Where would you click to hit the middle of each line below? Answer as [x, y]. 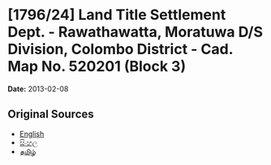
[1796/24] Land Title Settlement [117, 15]
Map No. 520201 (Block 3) [97, 67]
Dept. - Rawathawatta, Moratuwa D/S [135, 32]
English [32, 133]
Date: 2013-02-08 [38, 89]
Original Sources [51, 114]
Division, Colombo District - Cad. [120, 49]
